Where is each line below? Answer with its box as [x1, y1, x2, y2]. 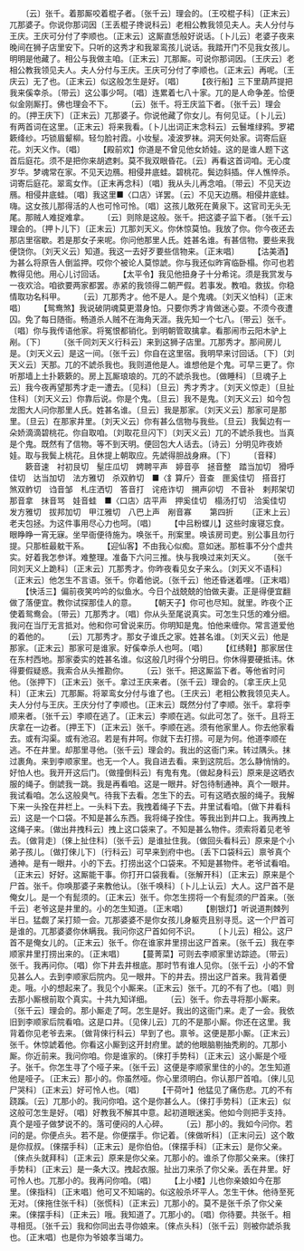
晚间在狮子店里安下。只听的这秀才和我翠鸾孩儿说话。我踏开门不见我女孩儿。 [9, 42, 295, 53]
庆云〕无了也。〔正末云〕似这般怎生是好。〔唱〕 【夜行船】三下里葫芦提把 [9, 76, 293, 86]
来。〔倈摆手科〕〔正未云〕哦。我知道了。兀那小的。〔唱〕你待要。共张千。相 [9, 1209, 291, 1219]
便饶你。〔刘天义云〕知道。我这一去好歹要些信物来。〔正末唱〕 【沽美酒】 [9, 246, 293, 257]
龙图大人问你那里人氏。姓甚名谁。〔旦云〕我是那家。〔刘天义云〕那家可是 [9, 404, 279, 415]
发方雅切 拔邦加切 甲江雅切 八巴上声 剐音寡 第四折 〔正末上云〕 [9, 507, 291, 517]
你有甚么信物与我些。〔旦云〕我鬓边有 [143, 416, 283, 426]
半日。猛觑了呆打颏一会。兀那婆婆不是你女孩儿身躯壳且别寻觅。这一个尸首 [9, 915, 287, 925]
